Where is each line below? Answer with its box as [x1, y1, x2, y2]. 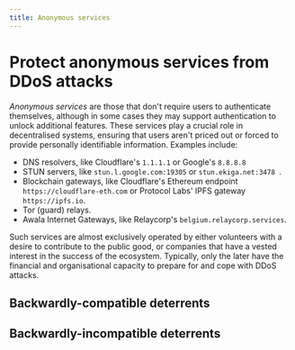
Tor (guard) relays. [22, 204, 92, 215]
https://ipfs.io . [22, 194, 86, 205]
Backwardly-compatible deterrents [9, 295, 210, 310]
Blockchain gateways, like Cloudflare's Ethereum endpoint [22, 175, 238, 186]
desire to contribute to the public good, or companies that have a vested [9, 240, 277, 252]
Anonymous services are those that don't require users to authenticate [9, 101, 272, 112]
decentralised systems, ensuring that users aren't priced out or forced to [9, 130, 279, 140]
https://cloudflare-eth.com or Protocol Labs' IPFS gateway [22, 185, 246, 196]
